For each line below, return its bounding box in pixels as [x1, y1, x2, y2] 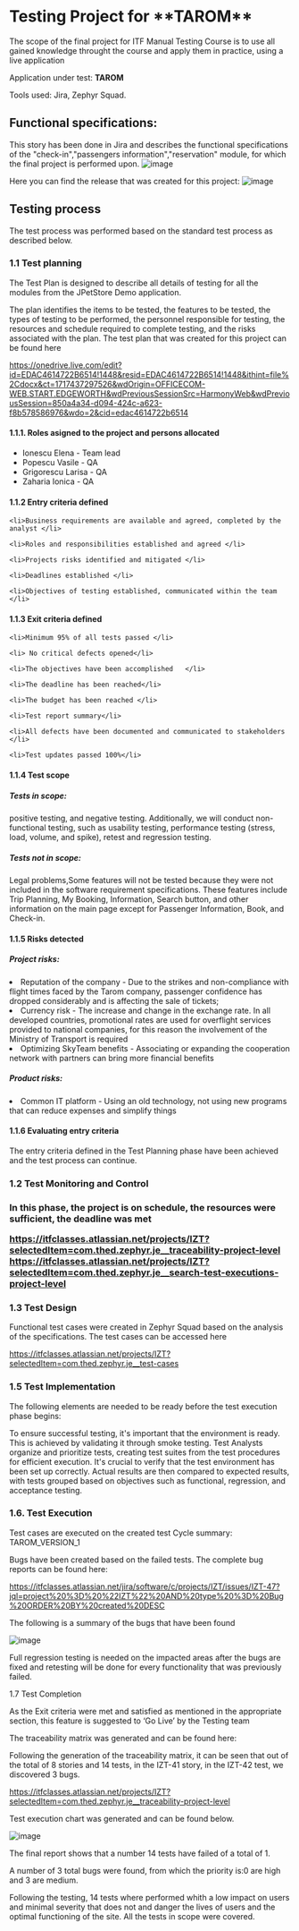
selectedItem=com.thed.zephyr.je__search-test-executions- [9, 1266, 279, 1279]
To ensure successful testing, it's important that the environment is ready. [9, 1427, 281, 1438]
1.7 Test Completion [9, 1689, 82, 1699]
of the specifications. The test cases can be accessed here [9, 1331, 228, 1342]
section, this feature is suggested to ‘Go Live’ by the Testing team [9, 1715, 250, 1726]
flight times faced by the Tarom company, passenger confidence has [9, 986, 263, 997]
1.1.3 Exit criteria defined [9, 613, 103, 624]
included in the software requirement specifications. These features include [9, 884, 288, 895]
